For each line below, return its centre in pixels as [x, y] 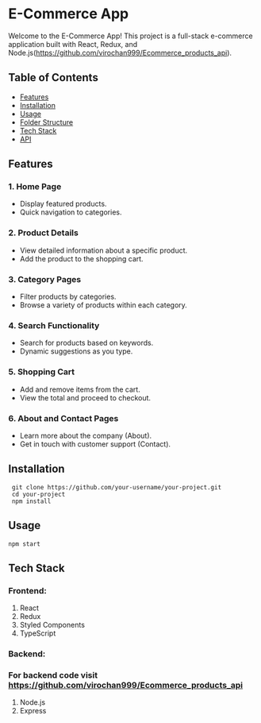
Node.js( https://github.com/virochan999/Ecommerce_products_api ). [120, 52]
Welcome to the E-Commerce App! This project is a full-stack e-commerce [130, 36]
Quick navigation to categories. [71, 212]
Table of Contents [54, 77]
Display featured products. [63, 204]
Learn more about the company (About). [86, 435]
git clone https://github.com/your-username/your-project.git [117, 487]
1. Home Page [35, 187]
